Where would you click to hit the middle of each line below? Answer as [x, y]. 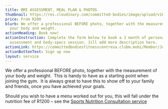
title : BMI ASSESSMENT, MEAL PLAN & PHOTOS [51, 10]
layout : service [22, 56]
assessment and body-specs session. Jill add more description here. [83, 42]
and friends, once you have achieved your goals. [55, 86]
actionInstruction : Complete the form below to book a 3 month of [76, 38]
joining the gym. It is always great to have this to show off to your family [80, 81]
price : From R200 [23, 19]
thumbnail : [16, 14]
